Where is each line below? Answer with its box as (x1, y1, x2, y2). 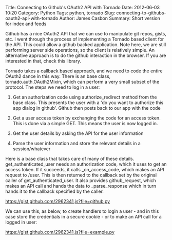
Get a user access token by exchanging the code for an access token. (12, 115, 161, 121)
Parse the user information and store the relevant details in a (12, 141, 141, 146)
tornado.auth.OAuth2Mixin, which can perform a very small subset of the (5, 79, 160, 85)
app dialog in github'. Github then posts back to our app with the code (12, 105, 161, 111)
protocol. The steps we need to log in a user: (5, 84, 100, 90)
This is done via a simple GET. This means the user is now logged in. (12, 121, 158, 126)
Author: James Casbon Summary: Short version (59, 15, 161, 21)
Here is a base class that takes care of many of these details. (5, 156, 135, 162)
